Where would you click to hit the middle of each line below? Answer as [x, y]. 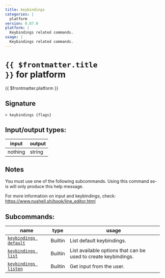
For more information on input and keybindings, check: [61, 196]
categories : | [20, 14]
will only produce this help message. [46, 187]
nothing [16, 152]
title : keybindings [25, 10]
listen [15, 269]
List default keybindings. [98, 240]
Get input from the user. [97, 266]
